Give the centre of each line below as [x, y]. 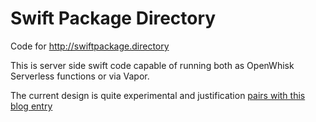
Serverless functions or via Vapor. [80, 76]
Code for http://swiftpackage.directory [90, 46]
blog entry [31, 106]
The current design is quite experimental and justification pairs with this [158, 95]
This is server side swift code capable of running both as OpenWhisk [152, 65]
